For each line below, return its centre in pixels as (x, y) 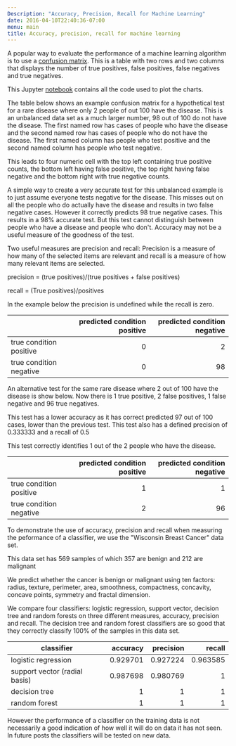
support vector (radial (47, 671)
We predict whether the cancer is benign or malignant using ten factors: (111, 580)
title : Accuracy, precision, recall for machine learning (94, 33)
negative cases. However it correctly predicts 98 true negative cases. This (115, 212)
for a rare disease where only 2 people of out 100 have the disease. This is (115, 110)
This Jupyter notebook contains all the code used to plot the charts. (105, 89)
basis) (21, 681)
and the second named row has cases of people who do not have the (107, 133)
